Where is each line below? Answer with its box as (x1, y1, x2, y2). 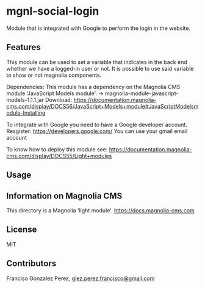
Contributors (6, 258, 57, 269)
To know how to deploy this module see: (6, 145, 108, 153)
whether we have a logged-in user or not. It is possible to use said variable (6, 65, 194, 72)
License (6, 225, 37, 235)
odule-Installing (6, 109, 46, 117)
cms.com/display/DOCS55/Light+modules (6, 152, 112, 159)
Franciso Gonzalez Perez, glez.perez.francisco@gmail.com (6, 275, 155, 282)
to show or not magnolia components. (6, 71, 102, 79)
